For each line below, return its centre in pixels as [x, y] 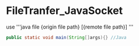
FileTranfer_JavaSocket [65, 11]
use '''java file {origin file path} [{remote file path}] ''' [70, 27]
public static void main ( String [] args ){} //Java [66, 37]
